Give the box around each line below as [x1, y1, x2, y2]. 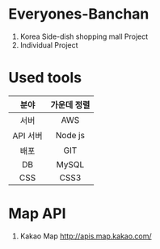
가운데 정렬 [50, 99, 91, 110]
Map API [8, 205, 66, 223]
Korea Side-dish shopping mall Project [19, 32, 149, 41]
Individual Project [19, 40, 78, 49]
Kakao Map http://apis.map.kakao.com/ [19, 231, 152, 241]
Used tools [8, 69, 82, 87]
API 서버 [12, 130, 43, 141]
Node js [55, 129, 85, 141]
